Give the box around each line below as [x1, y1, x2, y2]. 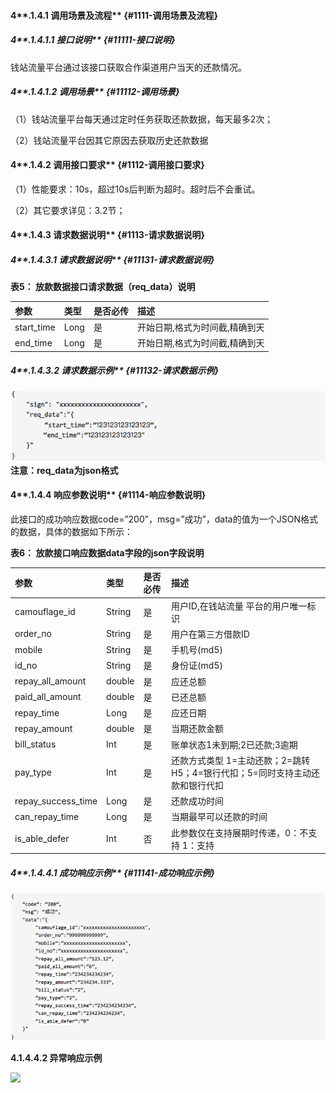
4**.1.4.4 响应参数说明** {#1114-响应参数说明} [10, 489, 207, 501]
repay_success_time [14, 795, 98, 807]
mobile [14, 643, 43, 655]
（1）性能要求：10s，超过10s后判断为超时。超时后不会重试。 [10, 183, 261, 195]
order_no [14, 628, 52, 640]
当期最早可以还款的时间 [171, 811, 268, 823]
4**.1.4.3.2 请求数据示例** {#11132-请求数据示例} [10, 365, 220, 377]
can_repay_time [14, 810, 80, 822]
